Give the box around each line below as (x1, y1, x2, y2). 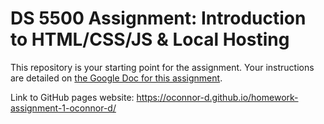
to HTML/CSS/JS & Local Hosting (10, 28, 290, 51)
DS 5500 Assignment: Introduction (10, 7, 307, 30)
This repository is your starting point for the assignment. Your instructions (10, 61, 315, 73)
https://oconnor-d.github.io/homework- (136, 91, 299, 103)
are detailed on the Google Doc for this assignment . (10, 72, 223, 84)
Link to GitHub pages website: (10, 91, 135, 103)
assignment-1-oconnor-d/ (10, 102, 117, 114)
